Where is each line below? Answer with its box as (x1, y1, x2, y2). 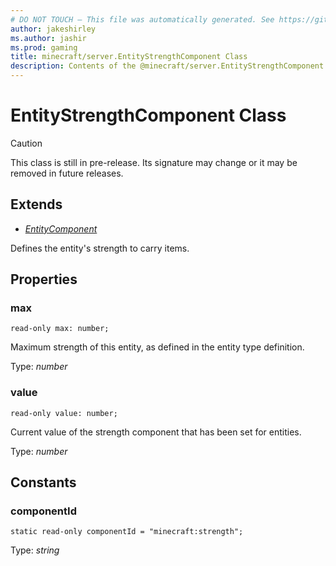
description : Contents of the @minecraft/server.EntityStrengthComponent (10, 61, 325, 71)
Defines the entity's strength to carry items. (10, 242, 190, 254)
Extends (10, 196, 63, 213)
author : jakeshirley (10, 24, 97, 34)
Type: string (10, 544, 60, 556)
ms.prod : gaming (10, 42, 78, 53)
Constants (10, 474, 77, 491)
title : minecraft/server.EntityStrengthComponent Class (10, 52, 248, 62)
